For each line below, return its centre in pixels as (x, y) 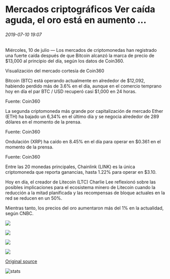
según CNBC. (20, 213)
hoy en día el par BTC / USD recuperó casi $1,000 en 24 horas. (71, 91)
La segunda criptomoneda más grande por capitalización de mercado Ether (84, 111)
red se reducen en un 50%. (34, 198)
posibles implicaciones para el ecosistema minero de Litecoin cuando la (80, 188)
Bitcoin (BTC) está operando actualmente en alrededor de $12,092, (75, 81)
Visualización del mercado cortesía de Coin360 (55, 71)
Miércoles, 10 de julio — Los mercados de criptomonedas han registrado (81, 50)
